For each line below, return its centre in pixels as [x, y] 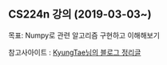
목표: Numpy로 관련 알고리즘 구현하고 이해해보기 [84, 35]
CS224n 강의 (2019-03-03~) [80, 14]
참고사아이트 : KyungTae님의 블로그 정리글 [75, 52]
